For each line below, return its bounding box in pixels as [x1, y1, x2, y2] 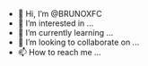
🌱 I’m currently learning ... [17, 28, 114, 37]
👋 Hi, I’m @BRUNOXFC [17, 9, 102, 19]
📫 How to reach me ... [17, 47, 101, 57]
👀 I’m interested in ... [17, 18, 94, 29]
